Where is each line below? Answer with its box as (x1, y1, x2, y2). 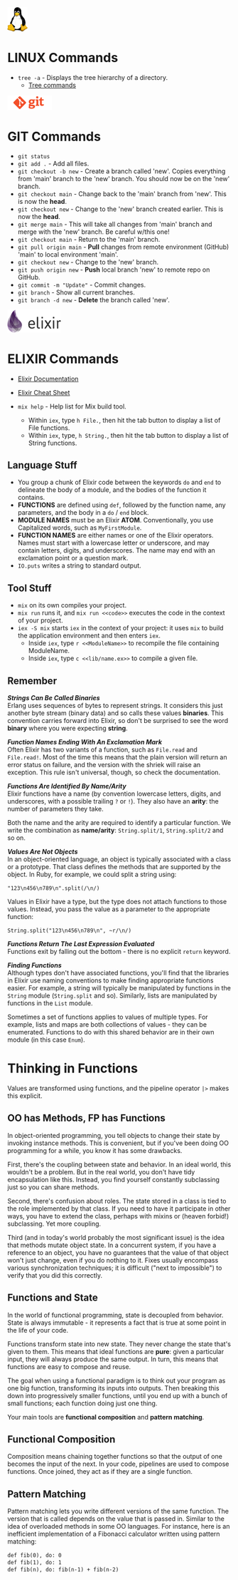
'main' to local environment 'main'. (17, 250, 119, 259)
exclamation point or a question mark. (17, 554, 129, 563)
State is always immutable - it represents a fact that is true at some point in (7, 1318, 227, 1327)
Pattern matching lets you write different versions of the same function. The (7, 1507, 229, 1516)
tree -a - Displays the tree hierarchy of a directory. (17, 73, 168, 81)
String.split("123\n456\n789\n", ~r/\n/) (7, 927, 132, 934)
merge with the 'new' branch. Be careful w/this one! (17, 227, 170, 236)
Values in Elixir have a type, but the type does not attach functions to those (7, 897, 227, 906)
